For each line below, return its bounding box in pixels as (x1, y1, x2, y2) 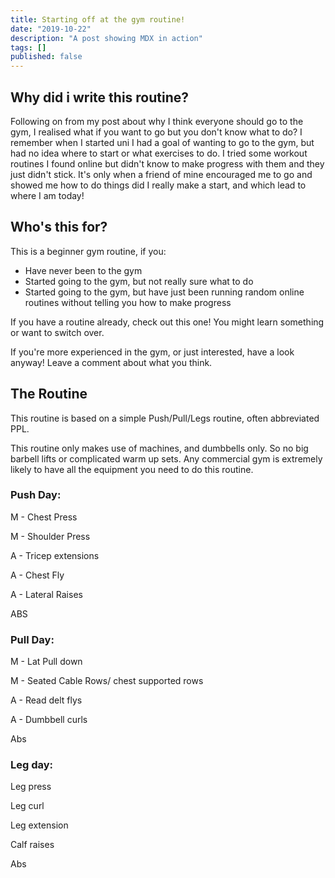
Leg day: (10, 758, 54, 772)
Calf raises (10, 839, 55, 851)
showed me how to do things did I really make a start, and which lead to (10, 179, 307, 191)
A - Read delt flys (10, 694, 83, 706)
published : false (10, 52, 83, 62)
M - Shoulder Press (10, 530, 91, 542)
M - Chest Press (10, 511, 78, 523)
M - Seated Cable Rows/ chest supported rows (10, 675, 204, 687)
